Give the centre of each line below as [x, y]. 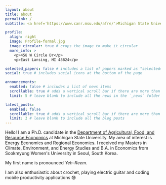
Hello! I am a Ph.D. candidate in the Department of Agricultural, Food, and [80, 132]
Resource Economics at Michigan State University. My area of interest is [79, 138]
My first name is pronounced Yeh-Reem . [46, 163]
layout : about [20, 10]
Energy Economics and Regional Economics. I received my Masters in [76, 143]
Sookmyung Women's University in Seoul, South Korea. [62, 154]
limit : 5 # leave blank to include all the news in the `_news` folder [85, 96]
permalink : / [19, 19]
